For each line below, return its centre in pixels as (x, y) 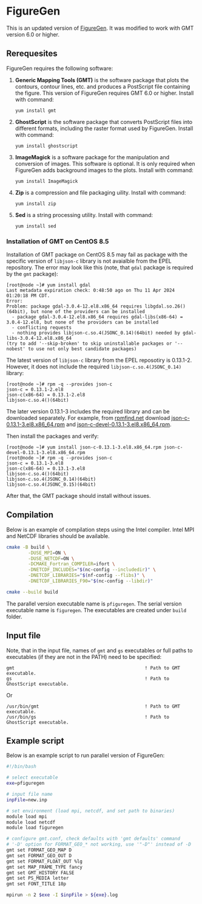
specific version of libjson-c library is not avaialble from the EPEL (89, 261)
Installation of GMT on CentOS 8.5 (58, 241)
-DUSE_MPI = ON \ (47, 553)
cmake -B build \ (28, 547)
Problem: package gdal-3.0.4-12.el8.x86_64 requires (74, 306)
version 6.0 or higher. (33, 34)
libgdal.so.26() (165, 306)
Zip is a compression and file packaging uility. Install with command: (100, 192)
